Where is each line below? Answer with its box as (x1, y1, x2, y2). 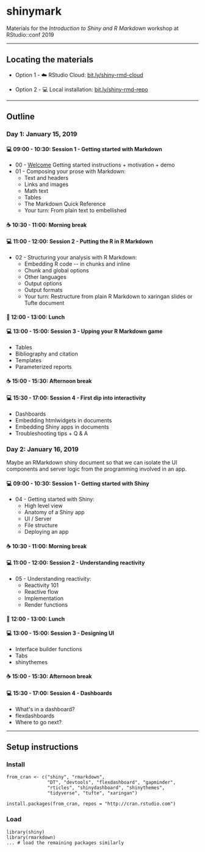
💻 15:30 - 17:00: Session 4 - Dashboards (6, 689, 112, 697)
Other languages (24, 274, 67, 281)
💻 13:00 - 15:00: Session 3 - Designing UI (6, 629, 115, 637)
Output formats (24, 286, 63, 294)
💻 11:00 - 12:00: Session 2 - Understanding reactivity (6, 559, 145, 567)
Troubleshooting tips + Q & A (15, 430, 88, 437)
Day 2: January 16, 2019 (6, 445, 79, 454)
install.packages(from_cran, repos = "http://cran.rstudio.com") (6, 801, 176, 807)
